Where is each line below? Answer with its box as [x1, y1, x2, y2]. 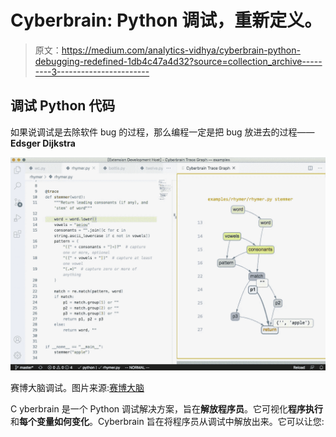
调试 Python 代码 [10, 97, 116, 115]
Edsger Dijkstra [10, 137, 76, 149]
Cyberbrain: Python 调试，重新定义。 [10, 9, 323, 32]
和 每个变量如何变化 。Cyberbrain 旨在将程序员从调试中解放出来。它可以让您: [10, 416, 325, 428]
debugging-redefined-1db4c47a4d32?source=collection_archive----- [34, 55, 323, 67]
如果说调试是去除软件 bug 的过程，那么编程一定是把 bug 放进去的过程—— [10, 126, 315, 138]
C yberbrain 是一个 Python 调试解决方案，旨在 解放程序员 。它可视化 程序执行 [10, 403, 324, 415]
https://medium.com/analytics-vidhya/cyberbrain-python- [61, 44, 301, 56]
